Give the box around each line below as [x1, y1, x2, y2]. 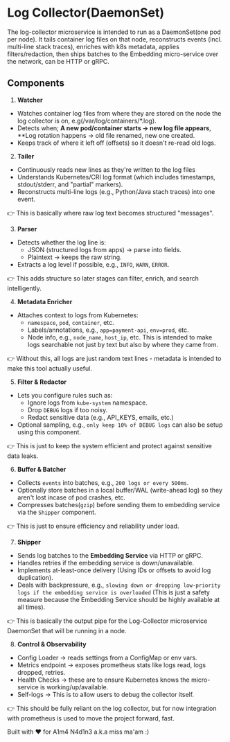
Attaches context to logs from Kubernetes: [17, 310, 139, 319]
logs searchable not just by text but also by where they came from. [27, 340, 218, 348]
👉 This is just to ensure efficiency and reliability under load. [7, 522, 179, 530]
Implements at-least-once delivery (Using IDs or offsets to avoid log [17, 566, 211, 574]
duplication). [17, 573, 53, 581]
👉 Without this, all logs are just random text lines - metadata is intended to [7, 354, 222, 362]
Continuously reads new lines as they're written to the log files [17, 165, 196, 174]
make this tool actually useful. [7, 364, 92, 372]
